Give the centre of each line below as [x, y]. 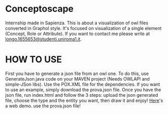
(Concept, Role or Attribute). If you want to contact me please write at [78, 33]
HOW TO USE [34, 60]
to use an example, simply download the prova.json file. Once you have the [83, 90]
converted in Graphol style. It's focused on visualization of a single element [83, 28]
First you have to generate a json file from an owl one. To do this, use [77, 73]
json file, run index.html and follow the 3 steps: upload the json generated [82, 95]
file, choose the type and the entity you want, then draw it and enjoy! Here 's [84, 100]
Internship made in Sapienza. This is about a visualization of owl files [77, 23]
